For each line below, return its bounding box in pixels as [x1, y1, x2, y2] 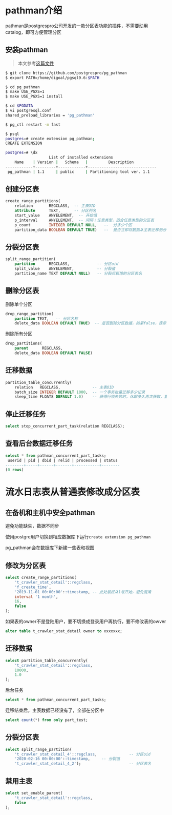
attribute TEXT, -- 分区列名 [14, 208, 96, 214]
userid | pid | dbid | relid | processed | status [7, 458, 118, 463]
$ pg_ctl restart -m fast [5, 122, 60, 127]
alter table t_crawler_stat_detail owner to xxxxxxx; [5, 629, 123, 634]
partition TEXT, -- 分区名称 [14, 316, 78, 321]
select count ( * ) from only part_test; [5, 717, 88, 723]
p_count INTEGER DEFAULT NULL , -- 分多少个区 [14, 222, 132, 227]
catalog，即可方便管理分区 [5, 29, 61, 35]
